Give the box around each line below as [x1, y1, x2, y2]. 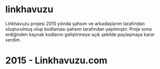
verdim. [5, 37, 21, 43]
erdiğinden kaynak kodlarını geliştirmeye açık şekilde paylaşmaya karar [5, 31, 155, 37]
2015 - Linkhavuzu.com [5, 55, 107, 66]
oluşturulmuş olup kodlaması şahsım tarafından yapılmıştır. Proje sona [5, 26, 152, 32]
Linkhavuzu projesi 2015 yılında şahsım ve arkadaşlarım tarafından [5, 20, 145, 27]
